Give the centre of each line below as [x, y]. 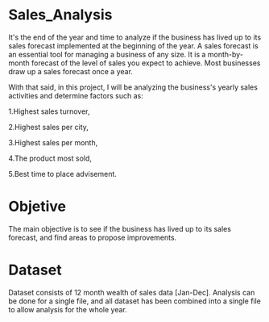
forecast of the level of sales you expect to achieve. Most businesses [146, 63]
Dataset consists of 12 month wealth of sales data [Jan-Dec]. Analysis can [132, 292]
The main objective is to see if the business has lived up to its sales [120, 228]
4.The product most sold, [50, 158]
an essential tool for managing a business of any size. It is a [107, 54]
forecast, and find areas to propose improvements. [93, 237]
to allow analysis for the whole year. [68, 309]
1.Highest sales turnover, [49, 111]
